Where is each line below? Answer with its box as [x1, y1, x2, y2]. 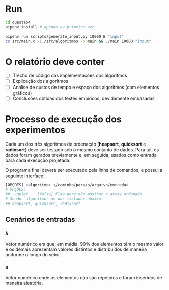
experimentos [5, 124, 66, 135]
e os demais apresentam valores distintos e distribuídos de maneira [5, 246, 147, 252]
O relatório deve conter [5, 55, 105, 67]
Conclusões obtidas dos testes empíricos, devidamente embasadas [12, 95, 155, 101]
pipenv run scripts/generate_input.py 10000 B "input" [5, 34, 124, 39]
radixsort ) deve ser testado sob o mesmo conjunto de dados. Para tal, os [5, 146, 159, 153]
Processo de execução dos [5, 113, 122, 125]
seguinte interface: [5, 172, 45, 179]
